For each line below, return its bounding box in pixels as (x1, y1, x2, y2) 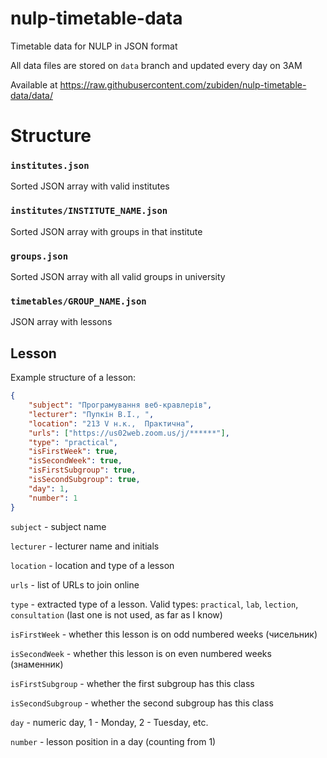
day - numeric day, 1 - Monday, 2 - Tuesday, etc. (10, 716, 209, 728)
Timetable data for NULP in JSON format (10, 40, 178, 52)
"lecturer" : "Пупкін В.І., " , (28, 409, 155, 419)
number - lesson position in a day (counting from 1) (10, 735, 217, 747)
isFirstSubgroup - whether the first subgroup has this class (10, 677, 255, 689)
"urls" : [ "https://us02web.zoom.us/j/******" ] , (28, 428, 230, 438)
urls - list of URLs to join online (10, 578, 140, 591)
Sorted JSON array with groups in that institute (10, 225, 203, 237)
